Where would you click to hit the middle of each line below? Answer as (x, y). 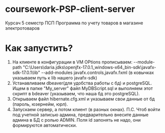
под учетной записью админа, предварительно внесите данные (80, 115)
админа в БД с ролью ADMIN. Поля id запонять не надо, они (77, 120)
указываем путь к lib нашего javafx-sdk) (55, 77)
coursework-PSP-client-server (70, 9)
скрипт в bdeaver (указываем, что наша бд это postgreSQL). (76, 93)
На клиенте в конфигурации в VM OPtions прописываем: (72, 62)
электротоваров (22, 28)
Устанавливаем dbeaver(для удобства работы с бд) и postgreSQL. (82, 83)
